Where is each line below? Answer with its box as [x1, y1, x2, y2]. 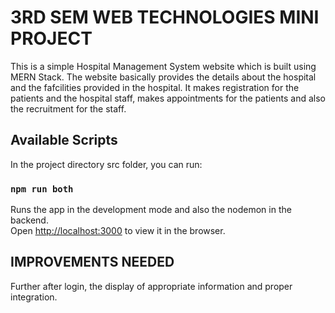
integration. [10, 291, 58, 303]
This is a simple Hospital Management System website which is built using [10, 60, 317, 72]
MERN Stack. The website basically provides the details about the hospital [10, 71, 317, 83]
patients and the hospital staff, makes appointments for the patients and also [10, 92, 326, 104]
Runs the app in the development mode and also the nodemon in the [10, 204, 292, 216]
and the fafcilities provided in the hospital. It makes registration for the [10, 81, 300, 93]
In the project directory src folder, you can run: [10, 158, 203, 170]
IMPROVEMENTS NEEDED [10, 254, 175, 271]
